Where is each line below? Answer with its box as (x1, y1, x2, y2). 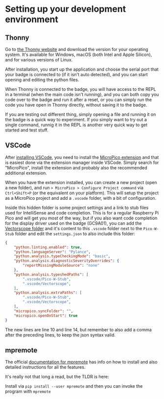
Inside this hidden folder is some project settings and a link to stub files (5, 205, 149, 211)
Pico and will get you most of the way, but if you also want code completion (5, 215, 158, 221)
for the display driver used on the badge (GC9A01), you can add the (5, 220, 142, 226)
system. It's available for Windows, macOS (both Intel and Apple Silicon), (5, 52, 152, 57)
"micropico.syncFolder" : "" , (14, 308, 73, 314)
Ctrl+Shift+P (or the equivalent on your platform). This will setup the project (5, 190, 159, 196)
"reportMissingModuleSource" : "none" (23, 263, 99, 268)
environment (5, 14, 59, 25)
